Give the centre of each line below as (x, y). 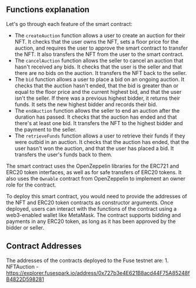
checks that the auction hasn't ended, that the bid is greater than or (96, 86)
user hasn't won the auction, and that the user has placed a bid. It (94, 148)
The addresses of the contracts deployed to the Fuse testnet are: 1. (87, 260)
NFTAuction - (22, 266)
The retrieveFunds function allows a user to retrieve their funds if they (100, 136)
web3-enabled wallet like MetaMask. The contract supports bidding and (94, 215)
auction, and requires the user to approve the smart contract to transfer (101, 48)
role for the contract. (31, 185)
